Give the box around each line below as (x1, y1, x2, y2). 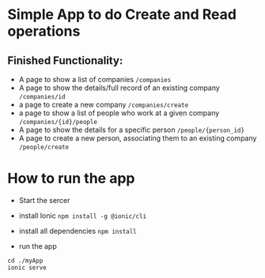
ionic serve (7, 263, 47, 272)
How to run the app (7, 170, 135, 187)
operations (7, 22, 81, 40)
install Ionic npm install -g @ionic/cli (18, 211, 147, 220)
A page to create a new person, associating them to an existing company (18, 133, 257, 143)
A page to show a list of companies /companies (18, 75, 172, 84)
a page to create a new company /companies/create (18, 100, 189, 109)
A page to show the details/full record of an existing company (18, 83, 221, 92)
